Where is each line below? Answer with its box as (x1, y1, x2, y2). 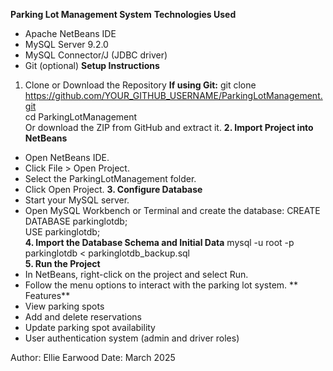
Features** (24, 290, 71, 301)
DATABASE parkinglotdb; (24, 215, 128, 227)
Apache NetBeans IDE (24, 28, 117, 39)
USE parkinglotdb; (24, 226, 101, 238)
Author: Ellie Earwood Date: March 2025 (10, 352, 176, 363)
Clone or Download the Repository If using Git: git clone (24, 79, 257, 91)
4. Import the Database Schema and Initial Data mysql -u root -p (24, 237, 295, 248)
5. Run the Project (24, 258, 101, 269)
